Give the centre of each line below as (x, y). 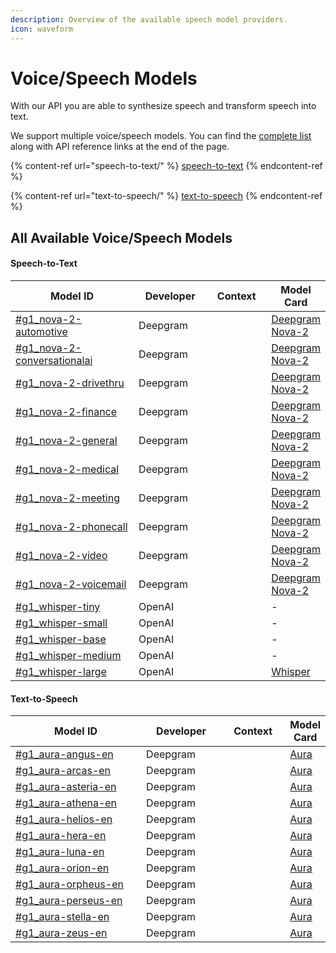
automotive (41, 332)
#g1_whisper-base (61, 639)
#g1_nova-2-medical (67, 469)
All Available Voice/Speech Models (121, 237)
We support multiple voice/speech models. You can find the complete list (161, 136)
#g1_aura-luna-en (60, 852)
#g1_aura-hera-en (61, 836)
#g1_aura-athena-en (66, 803)
